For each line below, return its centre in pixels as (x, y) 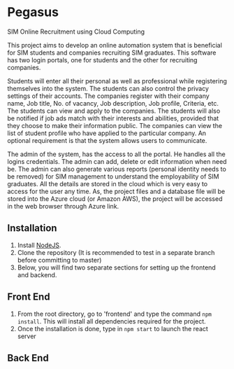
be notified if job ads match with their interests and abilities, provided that (113, 118)
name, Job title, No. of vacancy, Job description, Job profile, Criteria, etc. (113, 103)
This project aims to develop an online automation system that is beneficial (115, 45)
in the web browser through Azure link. (63, 206)
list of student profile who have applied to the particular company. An (107, 133)
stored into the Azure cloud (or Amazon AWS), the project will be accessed (115, 199)
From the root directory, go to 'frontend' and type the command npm (114, 314)
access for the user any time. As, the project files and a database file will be (116, 191)
